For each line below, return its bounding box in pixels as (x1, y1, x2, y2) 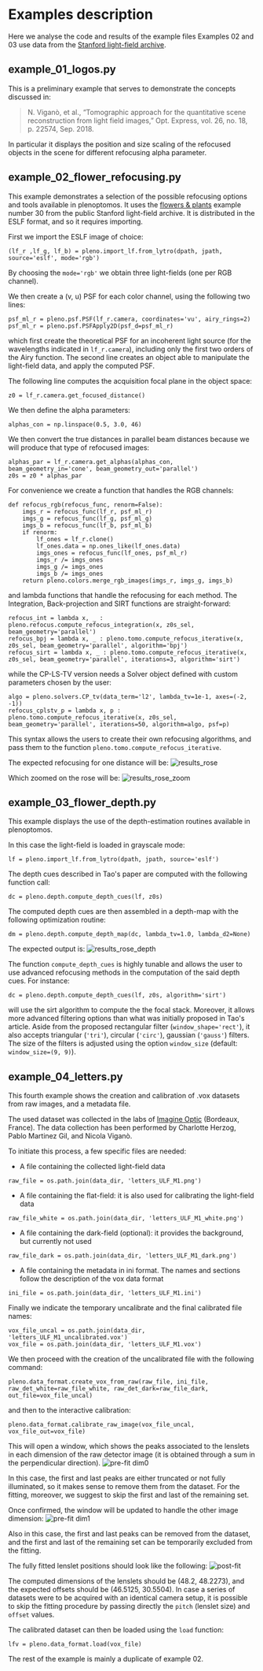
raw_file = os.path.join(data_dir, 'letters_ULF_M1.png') (8, 1177, 202, 1185)
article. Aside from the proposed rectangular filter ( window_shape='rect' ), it (8, 1022, 250, 1031)
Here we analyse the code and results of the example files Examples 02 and (8, 32, 254, 41)
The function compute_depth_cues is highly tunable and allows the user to (8, 960, 243, 969)
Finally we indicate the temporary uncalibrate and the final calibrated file (8, 1303, 243, 1313)
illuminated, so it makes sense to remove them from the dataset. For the (8, 1482, 240, 1491)
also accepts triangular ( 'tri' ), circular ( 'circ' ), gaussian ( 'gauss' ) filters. (8, 1030, 250, 1040)
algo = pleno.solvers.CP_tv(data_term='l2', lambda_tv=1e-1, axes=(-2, (8, 693, 247, 700)
